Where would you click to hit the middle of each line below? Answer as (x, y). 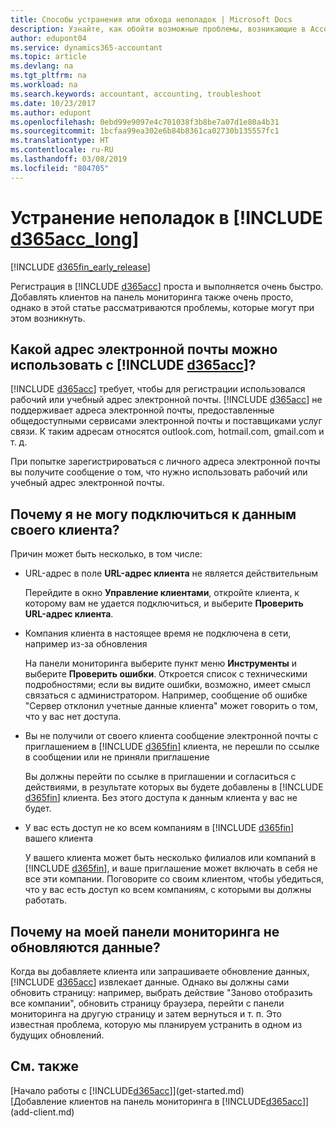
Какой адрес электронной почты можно (144, 349)
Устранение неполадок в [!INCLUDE (166, 217)
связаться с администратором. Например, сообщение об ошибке (166, 695)
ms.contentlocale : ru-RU (62, 150)
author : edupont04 (48, 38)
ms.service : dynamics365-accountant (86, 47)
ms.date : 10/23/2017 (53, 103)
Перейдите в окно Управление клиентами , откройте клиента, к (162, 593)
